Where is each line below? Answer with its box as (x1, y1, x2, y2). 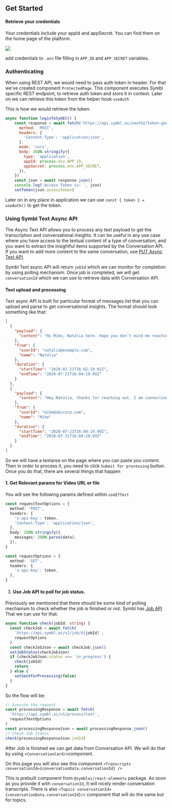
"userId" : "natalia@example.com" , (18, 347, 93, 353)
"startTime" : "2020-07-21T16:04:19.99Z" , (18, 429, 109, 434)
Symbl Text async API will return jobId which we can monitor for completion (5, 264, 166, 270)
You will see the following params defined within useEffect (5, 491, 130, 498)
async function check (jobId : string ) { (5, 621, 91, 626)
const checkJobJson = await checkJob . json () (10, 645, 106, 650)
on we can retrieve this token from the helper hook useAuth (5, 96, 130, 102)
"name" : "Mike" (18, 414, 52, 419)
